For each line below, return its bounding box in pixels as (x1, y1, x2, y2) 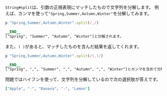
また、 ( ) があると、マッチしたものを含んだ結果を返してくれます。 (5, 44, 142, 49)
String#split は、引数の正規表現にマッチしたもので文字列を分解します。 (5, 4, 154, 10)
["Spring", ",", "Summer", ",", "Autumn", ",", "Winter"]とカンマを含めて (5, 67, 158, 72)
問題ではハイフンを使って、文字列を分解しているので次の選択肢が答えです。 (5, 76, 161, 83)
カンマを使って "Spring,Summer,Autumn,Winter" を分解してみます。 (18, 10, 152, 16)
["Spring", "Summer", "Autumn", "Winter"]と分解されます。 (5, 34, 124, 39)
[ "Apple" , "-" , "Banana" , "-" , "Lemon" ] (5, 86, 90, 92)
